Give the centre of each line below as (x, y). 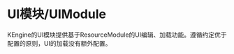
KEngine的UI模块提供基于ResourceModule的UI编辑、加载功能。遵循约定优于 (117, 35)
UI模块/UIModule (57, 14)
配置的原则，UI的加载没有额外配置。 (59, 43)
